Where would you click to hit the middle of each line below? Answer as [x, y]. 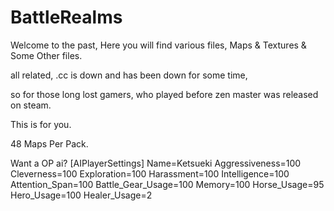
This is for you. [41, 124]
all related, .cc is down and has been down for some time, [129, 75]
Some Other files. [46, 55]
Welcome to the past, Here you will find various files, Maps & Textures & [158, 45]
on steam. [31, 105]
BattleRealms [66, 17]
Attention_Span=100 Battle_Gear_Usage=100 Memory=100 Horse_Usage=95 [167, 184]
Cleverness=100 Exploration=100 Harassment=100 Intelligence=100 [150, 173]
